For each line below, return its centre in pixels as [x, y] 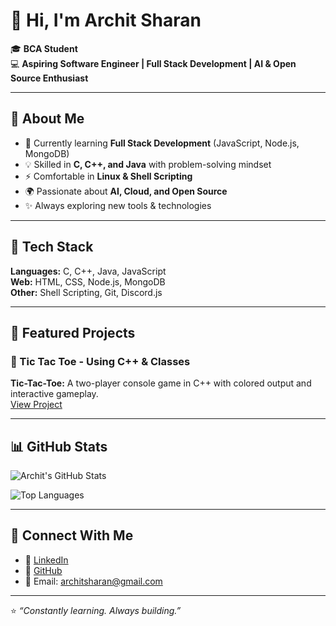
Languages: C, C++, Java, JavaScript [88, 271]
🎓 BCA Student [44, 48]
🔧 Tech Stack [52, 247]
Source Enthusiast [49, 78]
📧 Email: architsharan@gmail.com [93, 581]
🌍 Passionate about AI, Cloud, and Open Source [126, 191]
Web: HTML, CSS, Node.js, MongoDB [88, 281]
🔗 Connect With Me [72, 535]
